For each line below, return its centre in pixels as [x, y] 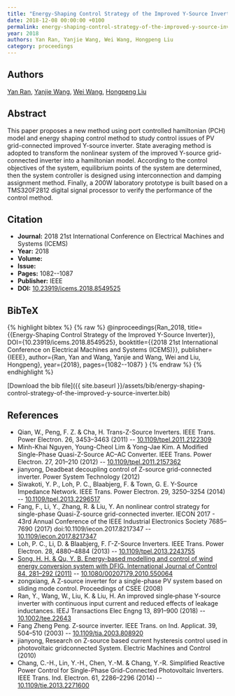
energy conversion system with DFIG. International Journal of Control [117, 566]
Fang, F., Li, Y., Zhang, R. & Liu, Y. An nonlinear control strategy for [113, 507]
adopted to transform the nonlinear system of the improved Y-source [107, 153]
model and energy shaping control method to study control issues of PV [111, 138]
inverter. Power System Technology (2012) [79, 477]
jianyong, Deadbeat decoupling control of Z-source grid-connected [114, 470]
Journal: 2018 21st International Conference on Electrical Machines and [121, 236]
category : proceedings [40, 46]
